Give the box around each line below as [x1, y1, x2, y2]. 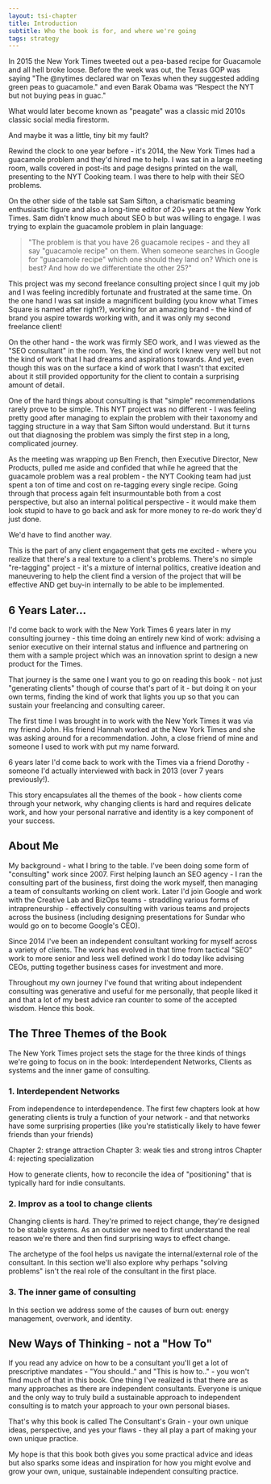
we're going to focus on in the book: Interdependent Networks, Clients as [8, 1056, 252, 1066]
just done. [8, 514, 42, 525]
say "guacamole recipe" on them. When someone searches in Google [27, 246, 261, 256]
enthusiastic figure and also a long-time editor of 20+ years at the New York [8, 205, 261, 215]
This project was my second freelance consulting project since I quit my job [8, 279, 261, 289]
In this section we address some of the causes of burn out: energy [8, 1305, 230, 1315]
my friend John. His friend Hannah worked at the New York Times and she [8, 725, 256, 734]
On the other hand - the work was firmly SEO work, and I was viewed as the [8, 337, 261, 347]
